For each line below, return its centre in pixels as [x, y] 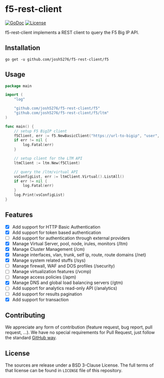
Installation [23, 48]
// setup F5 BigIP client [41, 131]
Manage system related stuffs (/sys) [49, 260]
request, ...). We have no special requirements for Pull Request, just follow [80, 332]
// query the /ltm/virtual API [46, 172]
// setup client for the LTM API [48, 159]
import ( [14, 95]
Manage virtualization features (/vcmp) [52, 272]
